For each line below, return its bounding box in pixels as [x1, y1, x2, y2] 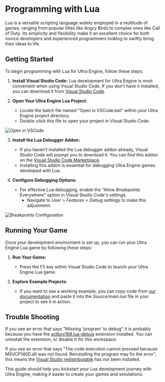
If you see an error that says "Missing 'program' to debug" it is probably [5, 326, 151, 332]
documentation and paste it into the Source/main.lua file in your [19, 293, 149, 299]
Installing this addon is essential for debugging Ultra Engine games [19, 162, 156, 168]
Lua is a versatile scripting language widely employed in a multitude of [5, 20, 148, 26]
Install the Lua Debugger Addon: [12, 137, 80, 143]
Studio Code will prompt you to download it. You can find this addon [19, 152, 158, 157]
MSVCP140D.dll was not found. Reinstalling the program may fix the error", [5, 351, 157, 357]
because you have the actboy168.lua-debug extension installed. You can [5, 331, 153, 337]
